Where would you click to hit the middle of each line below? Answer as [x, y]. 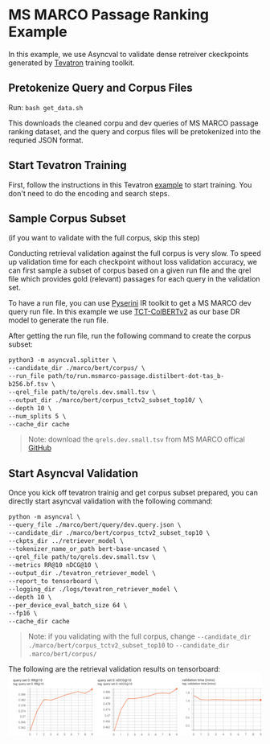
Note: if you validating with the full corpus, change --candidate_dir [139, 636]
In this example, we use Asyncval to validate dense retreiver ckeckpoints [129, 54]
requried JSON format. [46, 140]
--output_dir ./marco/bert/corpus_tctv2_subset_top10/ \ [106, 401]
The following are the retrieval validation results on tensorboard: [115, 669]
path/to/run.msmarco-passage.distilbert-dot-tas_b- [136, 376]
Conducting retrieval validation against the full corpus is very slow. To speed [135, 253]
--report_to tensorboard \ [53, 582]
